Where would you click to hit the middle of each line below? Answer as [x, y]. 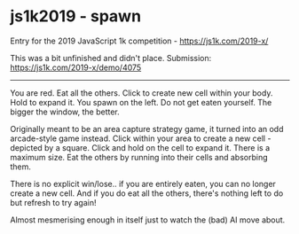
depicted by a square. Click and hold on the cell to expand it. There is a [140, 147]
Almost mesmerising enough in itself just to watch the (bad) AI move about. [148, 220]
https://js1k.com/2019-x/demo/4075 [76, 67]
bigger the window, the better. [65, 112]
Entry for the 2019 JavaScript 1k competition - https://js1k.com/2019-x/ [139, 41]
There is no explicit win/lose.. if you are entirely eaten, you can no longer [143, 183]
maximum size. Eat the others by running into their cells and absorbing [139, 157]
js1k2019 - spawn [75, 16]
